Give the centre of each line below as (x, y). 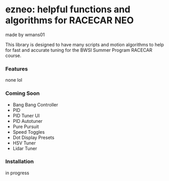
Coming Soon (23, 94)
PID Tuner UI (26, 115)
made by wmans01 (25, 34)
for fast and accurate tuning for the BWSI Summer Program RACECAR (79, 50)
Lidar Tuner (25, 148)
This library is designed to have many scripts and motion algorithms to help (85, 44)
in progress (17, 173)
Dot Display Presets (34, 137)
